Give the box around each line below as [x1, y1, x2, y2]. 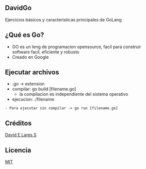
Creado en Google [12, 54, 49, 60]
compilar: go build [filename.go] [12, 86, 76, 92]
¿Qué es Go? [5, 31, 45, 39]
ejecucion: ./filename [12, 97, 54, 102]
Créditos [5, 119, 32, 127]
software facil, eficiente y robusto [12, 49, 80, 55]
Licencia [5, 146, 32, 154]
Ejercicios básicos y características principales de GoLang [5, 17, 122, 22]
